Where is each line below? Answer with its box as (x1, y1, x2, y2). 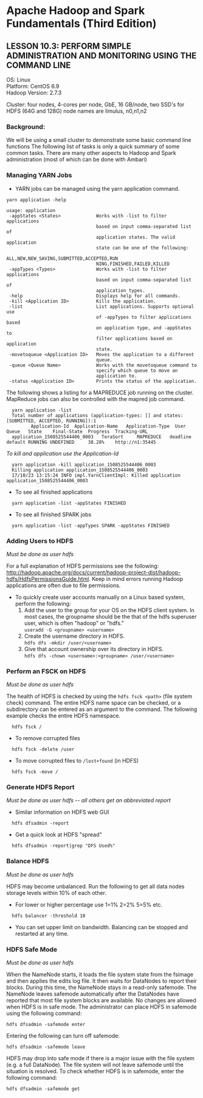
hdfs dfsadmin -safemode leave (6, 1044, 86, 1050)
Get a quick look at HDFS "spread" (15, 831, 102, 838)
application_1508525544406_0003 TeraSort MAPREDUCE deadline (12, 433, 191, 440)
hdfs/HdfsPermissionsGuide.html (6, 575, 89, 582)
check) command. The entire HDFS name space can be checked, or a (6, 699, 181, 707)
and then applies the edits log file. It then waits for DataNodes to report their (6, 977, 198, 985)
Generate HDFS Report (6, 783, 75, 791)
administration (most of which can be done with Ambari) (6, 156, 148, 163)
